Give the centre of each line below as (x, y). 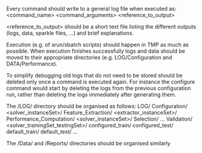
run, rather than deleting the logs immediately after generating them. (91, 94)
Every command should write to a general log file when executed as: (91, 9)
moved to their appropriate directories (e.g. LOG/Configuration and (89, 57)
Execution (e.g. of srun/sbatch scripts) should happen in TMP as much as (97, 45)
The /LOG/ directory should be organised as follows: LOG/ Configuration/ (97, 106)
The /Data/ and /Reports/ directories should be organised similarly (88, 143)
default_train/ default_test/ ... (42, 132)
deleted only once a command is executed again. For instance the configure (101, 82)
